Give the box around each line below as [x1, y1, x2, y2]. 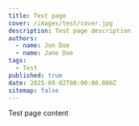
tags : [8, 57, 27, 65]
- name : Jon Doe [15, 42, 70, 50]
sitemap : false [8, 86, 59, 95]
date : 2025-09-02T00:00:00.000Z [8, 79, 117, 87]
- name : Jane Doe [15, 49, 74, 57]
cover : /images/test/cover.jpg [8, 19, 113, 27]
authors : [8, 34, 38, 43]
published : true [8, 71, 63, 79]
